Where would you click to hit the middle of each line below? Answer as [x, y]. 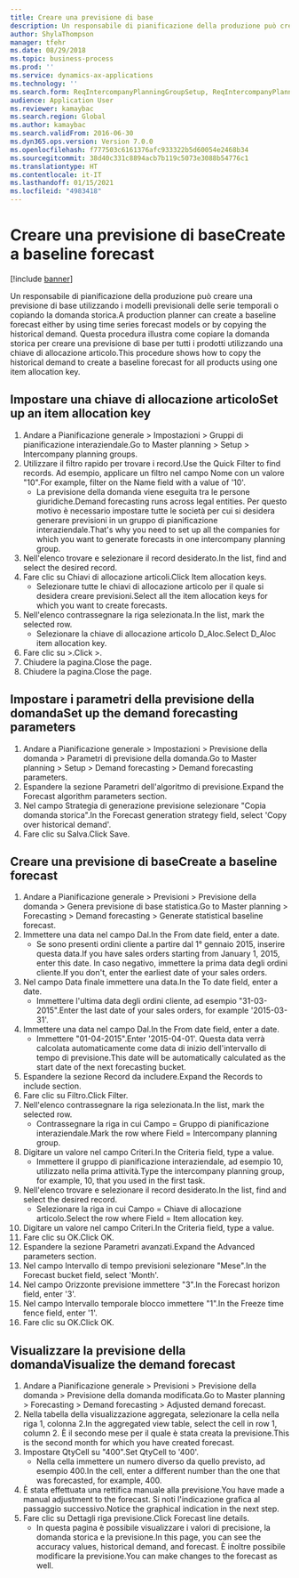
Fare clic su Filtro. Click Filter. [75, 1096]
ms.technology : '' [44, 84]
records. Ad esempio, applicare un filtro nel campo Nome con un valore [153, 473]
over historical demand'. [67, 824]
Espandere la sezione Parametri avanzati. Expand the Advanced [139, 1247]
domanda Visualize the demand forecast [123, 1364]
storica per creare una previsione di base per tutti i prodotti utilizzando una [146, 343]
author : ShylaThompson [52, 34]
